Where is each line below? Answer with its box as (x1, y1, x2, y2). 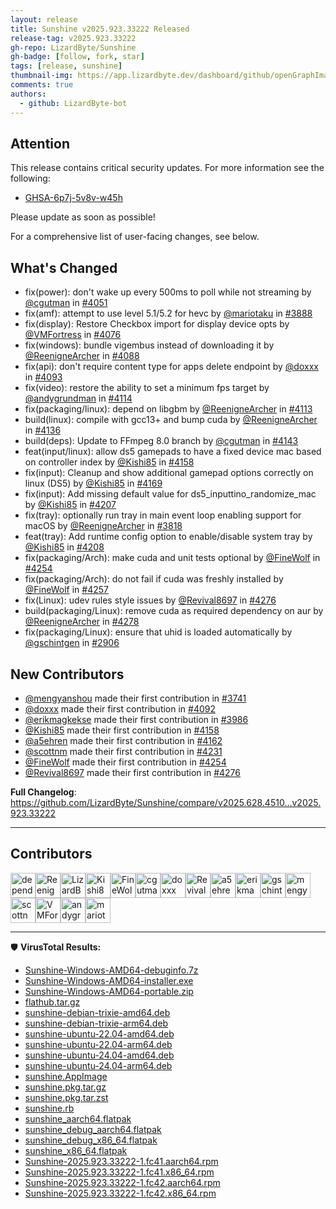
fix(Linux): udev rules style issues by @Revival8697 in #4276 (24, 594, 277, 606)
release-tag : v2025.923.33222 (10, 33, 137, 43)
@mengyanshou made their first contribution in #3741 (24, 692, 247, 704)
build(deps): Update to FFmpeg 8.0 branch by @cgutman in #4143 (24, 435, 299, 447)
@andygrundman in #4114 (24, 392, 133, 405)
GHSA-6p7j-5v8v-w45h (24, 192, 123, 204)
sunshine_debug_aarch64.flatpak (24, 1123, 162, 1135)
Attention (10, 135, 70, 152)
